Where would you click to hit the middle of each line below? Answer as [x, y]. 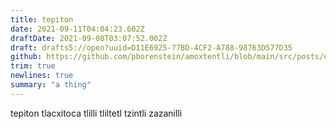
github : [26, 57]
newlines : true [42, 76]
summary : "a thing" [51, 85]
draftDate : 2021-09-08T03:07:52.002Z [89, 38]
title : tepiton [42, 19]
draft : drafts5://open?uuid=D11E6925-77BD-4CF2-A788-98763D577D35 [151, 47]
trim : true [33, 66]
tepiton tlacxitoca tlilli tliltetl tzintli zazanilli [96, 113]
